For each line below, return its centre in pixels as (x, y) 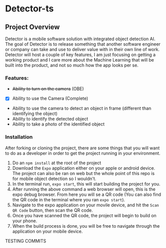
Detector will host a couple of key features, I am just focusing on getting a (81, 55)
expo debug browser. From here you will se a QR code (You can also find (87, 194)
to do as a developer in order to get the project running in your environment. (83, 153)
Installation (19, 137)
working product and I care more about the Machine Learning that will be (80, 60)
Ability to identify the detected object (50, 119)
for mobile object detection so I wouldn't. (54, 179)
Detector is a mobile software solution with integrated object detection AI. (80, 39)
